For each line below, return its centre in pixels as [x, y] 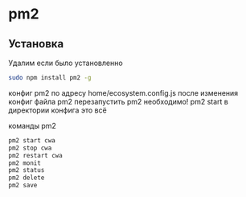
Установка [36, 44]
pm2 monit [25, 163]
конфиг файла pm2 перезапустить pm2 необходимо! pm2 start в [119, 101]
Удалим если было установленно [66, 63]
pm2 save [23, 186]
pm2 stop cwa [30, 148]
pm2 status [27, 170]
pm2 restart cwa [35, 155]
